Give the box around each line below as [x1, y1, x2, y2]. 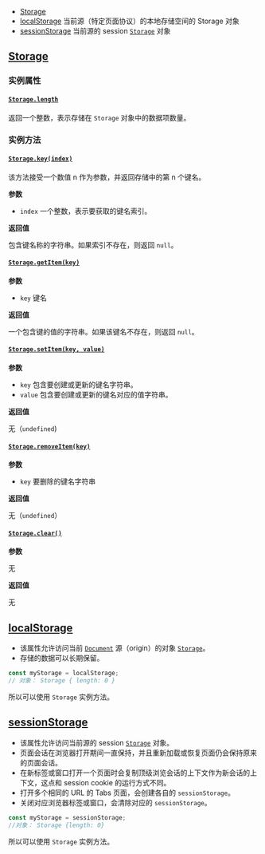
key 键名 [19, 293, 48, 302]
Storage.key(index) [8, 155, 73, 163]
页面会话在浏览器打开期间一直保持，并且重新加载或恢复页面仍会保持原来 [19, 748, 257, 757]
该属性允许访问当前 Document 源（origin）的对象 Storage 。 [19, 643, 210, 653]
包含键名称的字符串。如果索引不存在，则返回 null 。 [8, 239, 178, 250]
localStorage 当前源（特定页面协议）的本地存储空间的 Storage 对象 [19, 16, 240, 26]
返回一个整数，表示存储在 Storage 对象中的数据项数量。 [8, 113, 191, 122]
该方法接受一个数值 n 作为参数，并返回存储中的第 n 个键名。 [8, 172, 206, 182]
